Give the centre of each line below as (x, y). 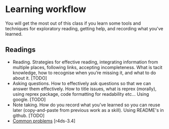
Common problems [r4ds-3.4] (44, 121)
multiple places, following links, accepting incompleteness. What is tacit (88, 67)
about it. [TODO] (30, 78)
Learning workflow (46, 9)
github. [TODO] (28, 115)
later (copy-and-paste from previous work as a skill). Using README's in (88, 110)
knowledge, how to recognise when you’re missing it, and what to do (84, 73)
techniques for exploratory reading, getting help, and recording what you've (84, 28)
